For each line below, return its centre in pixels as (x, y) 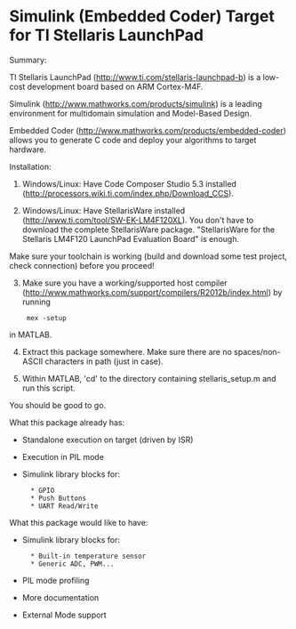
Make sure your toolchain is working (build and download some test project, (148, 256)
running (36, 302)
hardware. (28, 149)
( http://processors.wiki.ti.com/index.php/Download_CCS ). (128, 193)
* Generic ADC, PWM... (72, 564)
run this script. (48, 388)
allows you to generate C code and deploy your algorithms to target (133, 140)
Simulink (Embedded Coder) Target (142, 16)
